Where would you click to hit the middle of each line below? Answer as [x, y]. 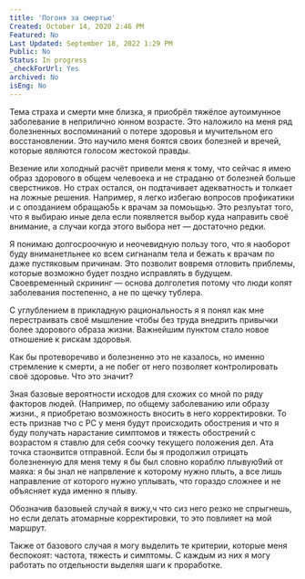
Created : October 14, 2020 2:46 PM [77, 26]
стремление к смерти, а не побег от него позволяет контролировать [144, 367]
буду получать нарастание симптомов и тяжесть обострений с [133, 432]
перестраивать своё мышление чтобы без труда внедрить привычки [144, 319]
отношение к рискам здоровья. [71, 339]
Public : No [30, 52]
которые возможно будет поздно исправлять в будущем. [121, 273]
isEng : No [28, 86]
